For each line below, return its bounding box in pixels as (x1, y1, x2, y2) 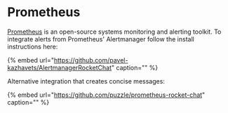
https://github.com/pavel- (53, 55, 128, 64)
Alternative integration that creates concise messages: (7, 77, 165, 85)
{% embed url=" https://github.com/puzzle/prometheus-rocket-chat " (7, 91, 206, 99)
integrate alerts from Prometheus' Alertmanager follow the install (7, 34, 194, 43)
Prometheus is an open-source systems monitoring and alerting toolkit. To (7, 27, 222, 36)
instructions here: (7, 42, 58, 51)
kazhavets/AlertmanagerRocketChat (7, 63, 112, 72)
